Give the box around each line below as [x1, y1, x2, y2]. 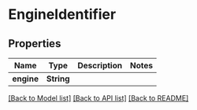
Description [77, 60, 123, 71]
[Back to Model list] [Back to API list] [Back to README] [8, 93, 189, 103]
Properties [8, 37, 61, 50]
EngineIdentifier [8, 5, 117, 24]
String [46, 73, 70, 84]
